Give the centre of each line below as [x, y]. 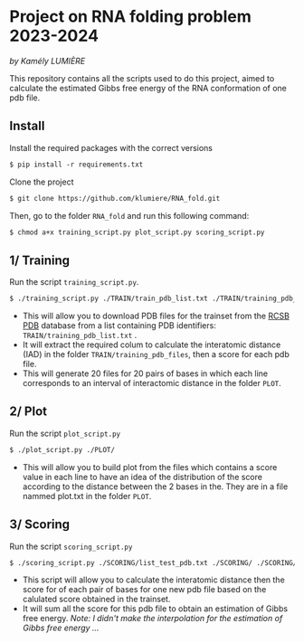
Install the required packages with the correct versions [111, 147]
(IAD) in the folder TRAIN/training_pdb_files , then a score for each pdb [156, 354]
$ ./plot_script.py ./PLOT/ [62, 449]
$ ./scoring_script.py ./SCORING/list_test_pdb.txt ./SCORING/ [131, 562]
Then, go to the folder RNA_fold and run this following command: [129, 215]
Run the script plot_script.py [65, 433]
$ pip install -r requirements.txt [76, 165]
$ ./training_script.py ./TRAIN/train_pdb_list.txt [109, 299]
